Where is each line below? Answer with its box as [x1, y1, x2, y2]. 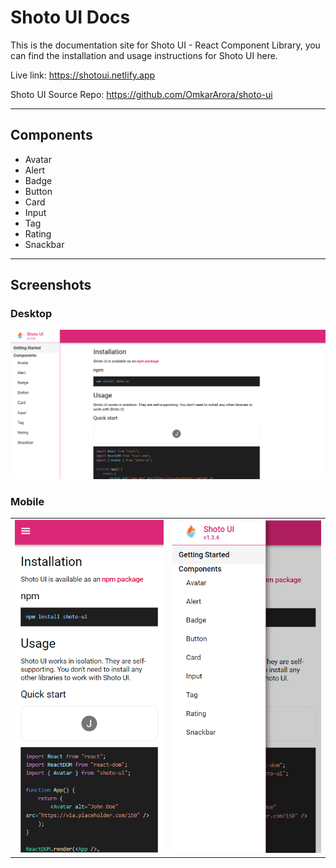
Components [10, 127, 93, 144]
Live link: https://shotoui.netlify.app [10, 69, 156, 81]
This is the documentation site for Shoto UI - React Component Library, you [10, 39, 321, 51]
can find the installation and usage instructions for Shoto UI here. [10, 49, 278, 61]
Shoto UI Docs [10, 6, 131, 29]
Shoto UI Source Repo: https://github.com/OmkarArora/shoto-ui [10, 88, 273, 100]
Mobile [10, 495, 45, 509]
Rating [24, 227, 52, 240]
